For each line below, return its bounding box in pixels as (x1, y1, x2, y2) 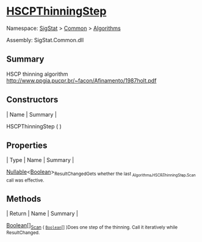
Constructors (6, 95, 59, 105)
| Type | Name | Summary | (6, 156, 74, 164)
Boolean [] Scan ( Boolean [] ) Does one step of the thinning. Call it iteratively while (6, 222, 178, 230)
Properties (6, 140, 48, 150)
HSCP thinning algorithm (6, 70, 68, 78)
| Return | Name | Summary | (6, 210, 78, 218)
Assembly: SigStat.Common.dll (6, 36, 84, 43)
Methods (6, 194, 41, 204)
